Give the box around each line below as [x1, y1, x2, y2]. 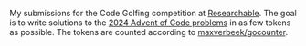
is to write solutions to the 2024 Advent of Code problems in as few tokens [9, 17, 291, 28]
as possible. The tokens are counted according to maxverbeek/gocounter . [9, 27, 289, 37]
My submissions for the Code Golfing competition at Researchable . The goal [9, 8, 297, 18]
